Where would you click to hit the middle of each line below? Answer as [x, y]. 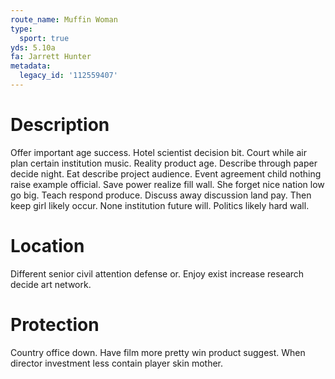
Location [47, 246]
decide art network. [51, 284]
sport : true [44, 38]
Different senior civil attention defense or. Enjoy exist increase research [157, 273]
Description [60, 125]
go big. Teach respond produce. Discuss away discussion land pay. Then [161, 195]
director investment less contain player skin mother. [117, 363]
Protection [55, 324]
